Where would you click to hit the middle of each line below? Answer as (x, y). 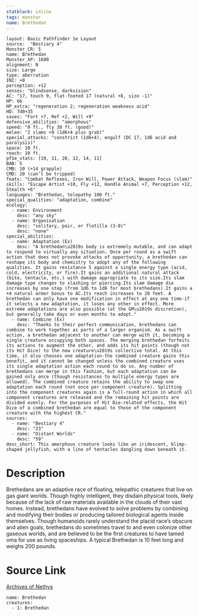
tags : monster (24, 17)
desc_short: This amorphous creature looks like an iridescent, (87, 444)
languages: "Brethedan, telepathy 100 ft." (61, 195)
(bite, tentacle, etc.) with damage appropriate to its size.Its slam (95, 278)
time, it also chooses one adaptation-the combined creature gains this (98, 356)
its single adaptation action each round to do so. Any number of (90, 367)
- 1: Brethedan (30, 608)
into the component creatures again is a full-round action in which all (99, 393)
